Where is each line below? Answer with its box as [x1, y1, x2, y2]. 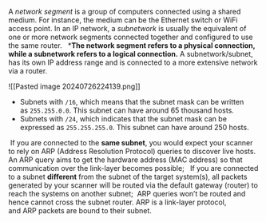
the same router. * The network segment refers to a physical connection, [8, 41, 256, 50]
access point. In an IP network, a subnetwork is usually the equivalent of [8, 24, 247, 33]
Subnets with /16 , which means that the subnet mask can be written [19, 97, 244, 106]
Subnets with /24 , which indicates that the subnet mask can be [19, 114, 228, 123]
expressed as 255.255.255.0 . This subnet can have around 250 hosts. [19, 123, 249, 132]
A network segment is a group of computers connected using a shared [8, 7, 241, 16]
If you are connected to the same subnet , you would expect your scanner [10, 138, 253, 147]
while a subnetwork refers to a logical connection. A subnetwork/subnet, [8, 50, 253, 58]
